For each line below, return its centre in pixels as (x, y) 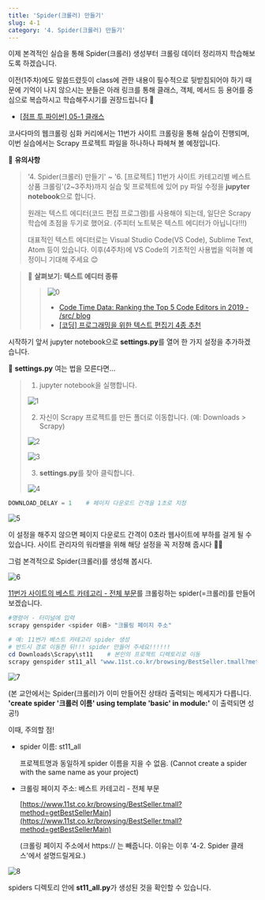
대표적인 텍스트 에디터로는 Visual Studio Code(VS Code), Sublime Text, (140, 240)
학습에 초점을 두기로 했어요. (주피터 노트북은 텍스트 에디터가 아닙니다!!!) (137, 223)
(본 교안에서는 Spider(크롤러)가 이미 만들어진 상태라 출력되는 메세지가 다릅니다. (130, 693)
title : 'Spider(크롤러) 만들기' (56, 15)
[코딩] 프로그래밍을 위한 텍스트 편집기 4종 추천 (130, 325)
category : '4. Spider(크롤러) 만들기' (67, 30)
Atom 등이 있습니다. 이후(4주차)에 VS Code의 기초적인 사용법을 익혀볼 (136, 250)
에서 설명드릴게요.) (57, 855)
